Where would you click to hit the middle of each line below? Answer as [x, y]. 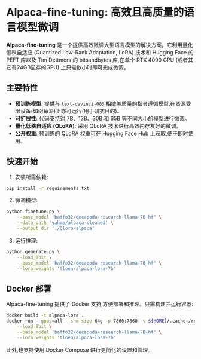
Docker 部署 [29, 288]
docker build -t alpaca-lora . [45, 315]
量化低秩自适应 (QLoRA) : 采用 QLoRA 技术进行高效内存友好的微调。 [98, 125]
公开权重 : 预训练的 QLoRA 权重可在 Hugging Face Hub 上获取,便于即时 [101, 133]
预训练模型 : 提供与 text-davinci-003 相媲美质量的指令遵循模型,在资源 [100, 103]
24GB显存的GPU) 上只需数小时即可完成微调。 [73, 67]
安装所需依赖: [31, 177]
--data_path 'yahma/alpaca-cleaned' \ [65, 223]
